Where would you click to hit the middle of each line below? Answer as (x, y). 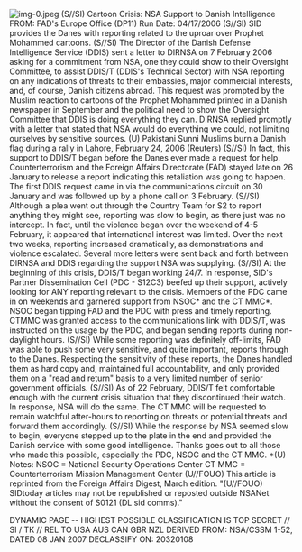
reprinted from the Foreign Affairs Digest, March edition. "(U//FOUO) (136, 483)
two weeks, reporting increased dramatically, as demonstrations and (137, 244)
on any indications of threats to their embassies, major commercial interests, (151, 81)
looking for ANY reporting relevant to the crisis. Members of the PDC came (148, 292)
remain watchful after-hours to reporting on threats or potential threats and (148, 416)
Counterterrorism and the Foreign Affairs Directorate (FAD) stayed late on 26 (151, 167)
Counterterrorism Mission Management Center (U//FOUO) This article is (143, 474)
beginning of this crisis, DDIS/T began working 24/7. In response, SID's (141, 272)
